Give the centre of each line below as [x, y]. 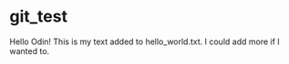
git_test [39, 17]
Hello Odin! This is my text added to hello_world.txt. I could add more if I [144, 41]
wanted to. [30, 50]
